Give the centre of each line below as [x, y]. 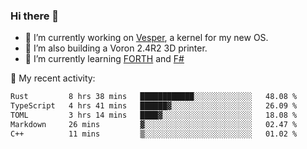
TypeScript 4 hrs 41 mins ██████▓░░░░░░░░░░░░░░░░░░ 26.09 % [154, 106]
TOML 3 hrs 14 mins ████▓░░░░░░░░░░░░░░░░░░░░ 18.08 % [154, 115]
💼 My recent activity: [53, 78]
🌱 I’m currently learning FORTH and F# [104, 59]
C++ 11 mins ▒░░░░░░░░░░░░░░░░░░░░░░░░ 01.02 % [154, 134]
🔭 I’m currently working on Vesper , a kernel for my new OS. [146, 38]
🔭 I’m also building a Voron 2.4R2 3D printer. [116, 48]
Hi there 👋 [35, 16]
